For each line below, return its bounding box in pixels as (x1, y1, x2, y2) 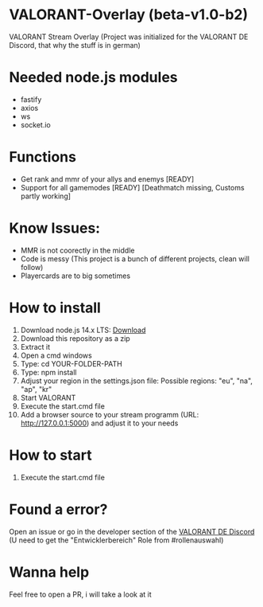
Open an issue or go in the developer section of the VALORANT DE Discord (9, 527, 255, 536)
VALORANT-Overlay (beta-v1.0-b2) (9, 6, 249, 24)
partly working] (20, 191, 71, 201)
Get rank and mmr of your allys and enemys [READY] (20, 174, 195, 184)
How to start (9, 446, 92, 464)
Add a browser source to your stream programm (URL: (20, 409, 199, 419)
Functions (9, 148, 76, 166)
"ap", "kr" (20, 384, 52, 394)
